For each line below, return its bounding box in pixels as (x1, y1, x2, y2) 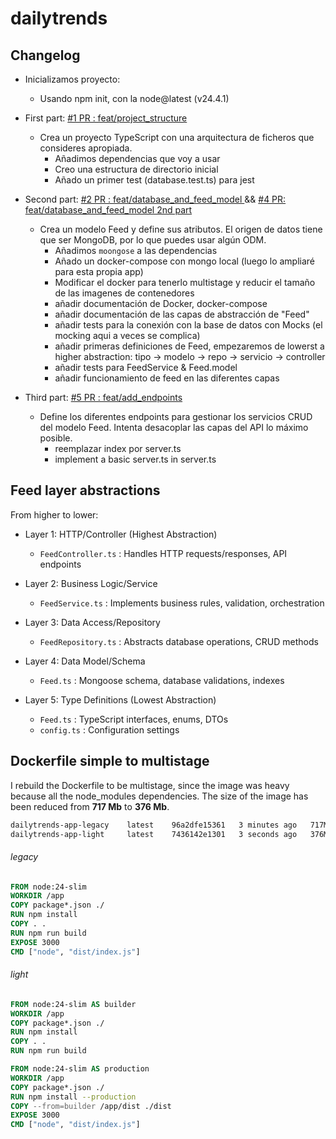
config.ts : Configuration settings (39, 723, 180, 736)
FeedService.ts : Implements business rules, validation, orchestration (39, 597, 325, 609)
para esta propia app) (54, 266, 144, 277)
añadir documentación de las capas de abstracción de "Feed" (54, 308, 310, 320)
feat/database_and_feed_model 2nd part (24, 204, 193, 216)
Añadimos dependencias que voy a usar (54, 153, 221, 164)
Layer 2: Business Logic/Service (24, 577, 158, 589)
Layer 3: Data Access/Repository (24, 616, 161, 628)
